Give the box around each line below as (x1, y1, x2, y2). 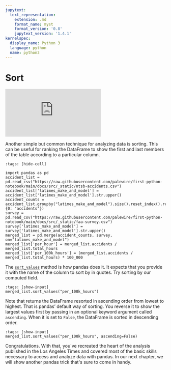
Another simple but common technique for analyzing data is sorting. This (5, 141, 158, 147)
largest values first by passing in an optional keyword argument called (5, 309, 152, 315)
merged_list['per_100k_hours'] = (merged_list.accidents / (5, 250, 133, 256)
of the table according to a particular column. (5, 152, 100, 158)
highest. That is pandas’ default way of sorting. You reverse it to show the (5, 303, 160, 309)
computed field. (5, 275, 39, 281)
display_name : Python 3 (10, 41, 60, 46)
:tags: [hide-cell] (5, 161, 47, 167)
